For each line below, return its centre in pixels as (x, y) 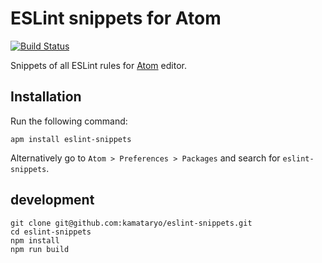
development (52, 200)
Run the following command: (69, 121)
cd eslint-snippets (51, 232)
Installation (46, 97)
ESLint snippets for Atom (116, 18)
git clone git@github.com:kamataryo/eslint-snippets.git (131, 223)
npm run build (40, 249)
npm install (35, 240)
